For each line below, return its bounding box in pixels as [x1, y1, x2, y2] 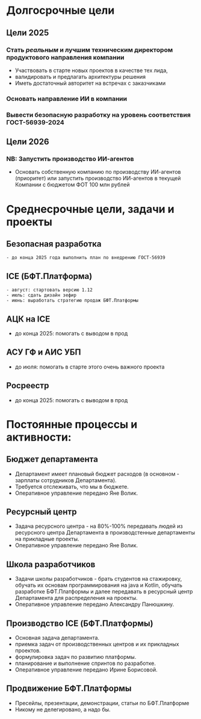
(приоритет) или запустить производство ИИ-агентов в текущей [14, 175, 181, 182]
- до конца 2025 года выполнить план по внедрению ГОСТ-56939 [6, 255, 165, 261]
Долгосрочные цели [6, 4, 115, 17]
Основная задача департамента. [14, 634, 100, 641]
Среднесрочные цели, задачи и [6, 202, 175, 216]
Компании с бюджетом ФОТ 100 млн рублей [14, 181, 131, 188]
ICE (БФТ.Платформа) [6, 271, 93, 281]
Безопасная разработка [6, 239, 102, 249]
